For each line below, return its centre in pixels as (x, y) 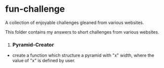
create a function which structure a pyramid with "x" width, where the (83, 55)
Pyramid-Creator (33, 45)
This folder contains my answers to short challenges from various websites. (82, 32)
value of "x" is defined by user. (44, 61)
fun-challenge (35, 9)
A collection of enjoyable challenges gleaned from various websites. (75, 23)
